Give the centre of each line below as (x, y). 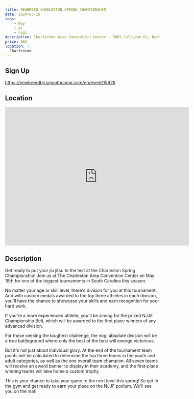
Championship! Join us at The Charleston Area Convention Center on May (80, 276)
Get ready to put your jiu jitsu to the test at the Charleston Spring (70, 270)
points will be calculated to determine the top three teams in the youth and (80, 355)
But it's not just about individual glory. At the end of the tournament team (78, 350)
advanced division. (24, 326)
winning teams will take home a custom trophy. (52, 371)
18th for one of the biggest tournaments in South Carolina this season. (76, 280)
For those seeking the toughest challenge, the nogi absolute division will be (81, 336)
